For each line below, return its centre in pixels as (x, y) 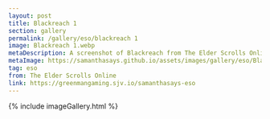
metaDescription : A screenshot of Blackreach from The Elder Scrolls (127, 53)
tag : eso (23, 68)
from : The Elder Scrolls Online (62, 76)
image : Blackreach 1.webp (51, 46)
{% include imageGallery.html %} (63, 106)
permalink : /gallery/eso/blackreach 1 (73, 38)
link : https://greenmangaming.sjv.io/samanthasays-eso (102, 83)
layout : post (30, 16)
